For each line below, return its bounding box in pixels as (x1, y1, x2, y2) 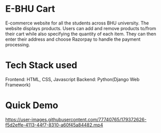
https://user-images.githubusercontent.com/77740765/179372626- (5, 116, 147, 122)
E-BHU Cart (5, 3, 55, 15)
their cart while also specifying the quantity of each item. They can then (5, 31, 156, 37)
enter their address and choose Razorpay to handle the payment (5, 36, 141, 42)
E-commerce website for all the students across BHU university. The (5, 20, 149, 26)
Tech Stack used (5, 60, 77, 71)
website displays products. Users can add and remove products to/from (5, 25, 156, 31)
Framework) (5, 82, 31, 88)
